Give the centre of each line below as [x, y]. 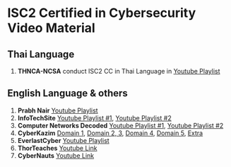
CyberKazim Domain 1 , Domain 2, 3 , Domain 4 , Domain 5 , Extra [110, 133]
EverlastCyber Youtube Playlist [63, 140]
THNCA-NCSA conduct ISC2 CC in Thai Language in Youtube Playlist [119, 71]
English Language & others [68, 93]
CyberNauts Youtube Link [56, 155]
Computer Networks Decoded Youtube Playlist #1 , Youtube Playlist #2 [120, 125]
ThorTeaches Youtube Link [57, 148]
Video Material [51, 28]
